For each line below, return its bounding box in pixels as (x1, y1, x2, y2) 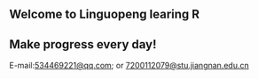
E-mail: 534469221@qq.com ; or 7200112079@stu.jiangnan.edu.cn (9, 61, 250, 71)
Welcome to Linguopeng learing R (9, 7, 200, 22)
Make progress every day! (9, 37, 157, 52)
